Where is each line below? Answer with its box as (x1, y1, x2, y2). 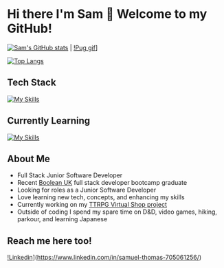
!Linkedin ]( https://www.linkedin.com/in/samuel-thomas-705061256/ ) (7, 254, 202, 262)
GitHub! (7, 21, 53, 36)
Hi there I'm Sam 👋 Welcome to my (7, 6, 208, 22)
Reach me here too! (7, 235, 92, 247)
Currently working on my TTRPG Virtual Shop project (16, 201, 167, 209)
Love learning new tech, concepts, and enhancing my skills (16, 193, 185, 201)
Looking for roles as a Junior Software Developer (16, 186, 157, 194)
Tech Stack (7, 77, 56, 89)
